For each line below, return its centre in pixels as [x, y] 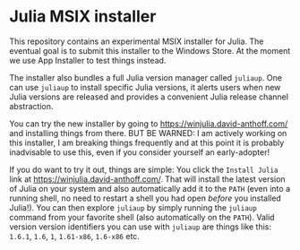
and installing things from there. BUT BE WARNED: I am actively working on [148, 133]
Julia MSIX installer [83, 17]
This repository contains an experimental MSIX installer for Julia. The [137, 41]
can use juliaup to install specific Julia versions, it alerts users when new [145, 87]
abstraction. [31, 106]
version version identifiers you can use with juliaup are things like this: [140, 227]
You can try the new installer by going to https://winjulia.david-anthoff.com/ [149, 124]
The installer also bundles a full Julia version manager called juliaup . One [146, 77]
